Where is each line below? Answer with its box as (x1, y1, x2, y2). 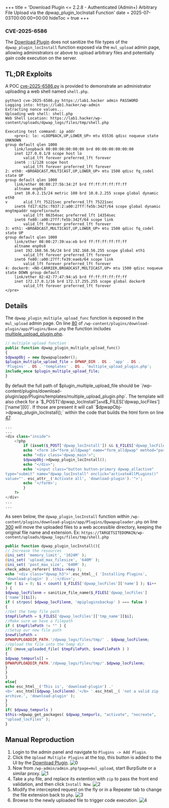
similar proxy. (12, 770, 41, 776)
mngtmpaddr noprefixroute (5, 209, 59, 214)
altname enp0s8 (14, 244, 46, 249)
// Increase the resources (5, 548, 62, 553)
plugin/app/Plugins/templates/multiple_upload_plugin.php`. (5, 393, 127, 399)
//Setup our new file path (5, 628, 62, 633)
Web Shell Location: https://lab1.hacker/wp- (5, 116, 102, 121)
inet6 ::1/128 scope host (14, 160, 69, 165)
